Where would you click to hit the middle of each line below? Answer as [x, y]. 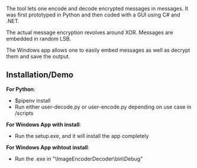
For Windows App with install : [44, 124]
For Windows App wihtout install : [48, 147]
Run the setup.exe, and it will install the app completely [82, 136]
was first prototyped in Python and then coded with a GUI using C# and [93, 15]
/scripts [24, 113]
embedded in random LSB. [39, 39]
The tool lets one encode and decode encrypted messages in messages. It [97, 9]
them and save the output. [38, 56]
